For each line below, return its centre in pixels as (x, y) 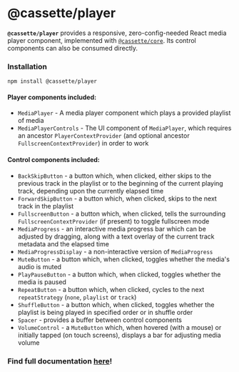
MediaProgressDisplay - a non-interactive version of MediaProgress (115, 251)
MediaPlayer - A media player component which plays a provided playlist (124, 113)
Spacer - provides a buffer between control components (100, 320)
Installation (27, 66)
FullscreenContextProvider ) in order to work (83, 144)
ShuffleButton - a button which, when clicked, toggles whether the (116, 304)
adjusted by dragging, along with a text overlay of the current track (116, 236)
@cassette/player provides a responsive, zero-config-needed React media (117, 33)
